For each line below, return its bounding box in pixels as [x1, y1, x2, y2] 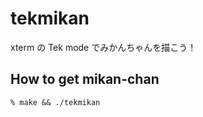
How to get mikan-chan [10, 71, 160, 88]
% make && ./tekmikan [10, 97, 101, 107]
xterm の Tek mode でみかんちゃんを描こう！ [10, 41, 197, 53]
